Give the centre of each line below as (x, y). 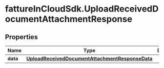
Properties (21, 37)
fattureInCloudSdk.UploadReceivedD (82, 9)
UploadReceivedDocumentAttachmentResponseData (89, 59)
